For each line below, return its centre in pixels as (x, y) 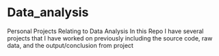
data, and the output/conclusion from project (70, 45)
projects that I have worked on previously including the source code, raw (110, 38)
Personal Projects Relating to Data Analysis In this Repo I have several (105, 31)
